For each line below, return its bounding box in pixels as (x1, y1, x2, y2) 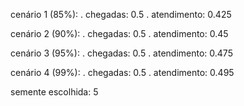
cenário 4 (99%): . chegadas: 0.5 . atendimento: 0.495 (10, 67, 235, 78)
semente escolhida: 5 (10, 86, 99, 98)
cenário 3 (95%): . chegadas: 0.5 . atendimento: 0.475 (10, 47, 233, 59)
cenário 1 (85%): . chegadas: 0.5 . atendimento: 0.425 (10, 9, 232, 20)
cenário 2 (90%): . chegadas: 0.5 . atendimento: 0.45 (10, 28, 229, 39)
